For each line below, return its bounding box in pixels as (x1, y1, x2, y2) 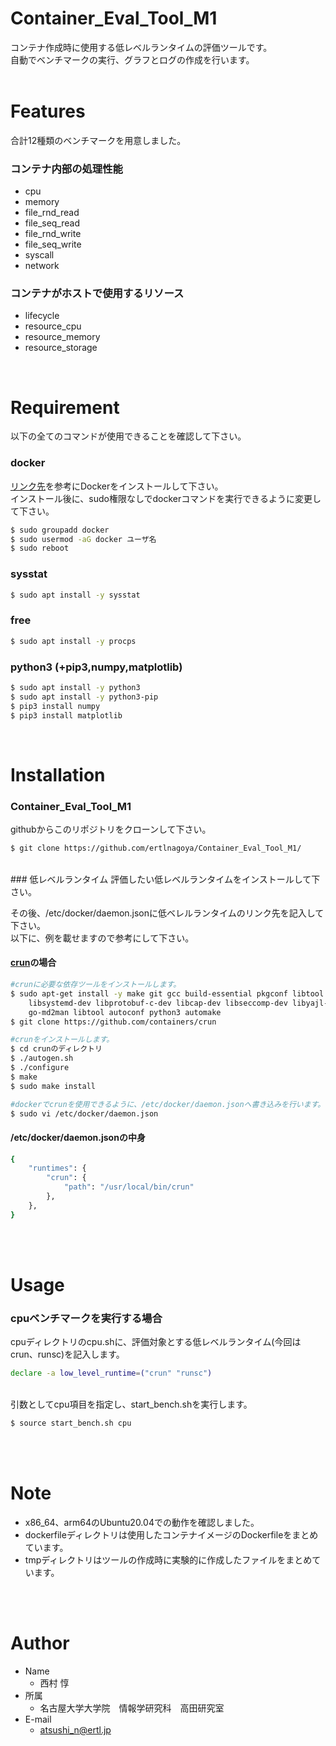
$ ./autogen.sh (10, 1053, 74, 1064)
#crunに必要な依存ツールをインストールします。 (10, 980, 182, 990)
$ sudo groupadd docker (10, 525, 110, 535)
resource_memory (24, 331, 101, 343)
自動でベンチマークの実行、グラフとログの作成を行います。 (10, 53, 255, 66)
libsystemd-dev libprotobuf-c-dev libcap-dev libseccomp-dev (28, 998, 288, 1008)
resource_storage (24, 342, 98, 354)
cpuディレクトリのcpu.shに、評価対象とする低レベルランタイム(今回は (10, 1336, 302, 1348)
